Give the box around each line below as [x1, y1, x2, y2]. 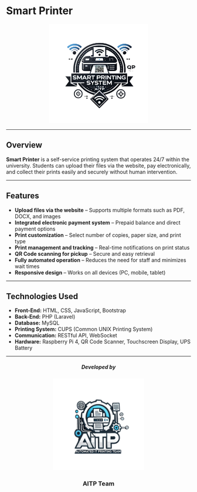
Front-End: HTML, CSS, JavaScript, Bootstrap [14, 307, 126, 314]
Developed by [81, 363, 116, 370]
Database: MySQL [14, 319, 60, 327]
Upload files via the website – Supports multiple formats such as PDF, [14, 206, 185, 213]
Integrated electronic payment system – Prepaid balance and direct [14, 219, 181, 226]
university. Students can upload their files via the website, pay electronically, [6, 162, 191, 169]
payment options [14, 225, 56, 232]
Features [6, 191, 39, 201]
